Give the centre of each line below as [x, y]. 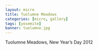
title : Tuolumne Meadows [31, 14]
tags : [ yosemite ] [23, 24]
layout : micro [20, 10]
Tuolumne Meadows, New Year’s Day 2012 [49, 42]
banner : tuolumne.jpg [28, 28]
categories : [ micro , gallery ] [37, 19]
